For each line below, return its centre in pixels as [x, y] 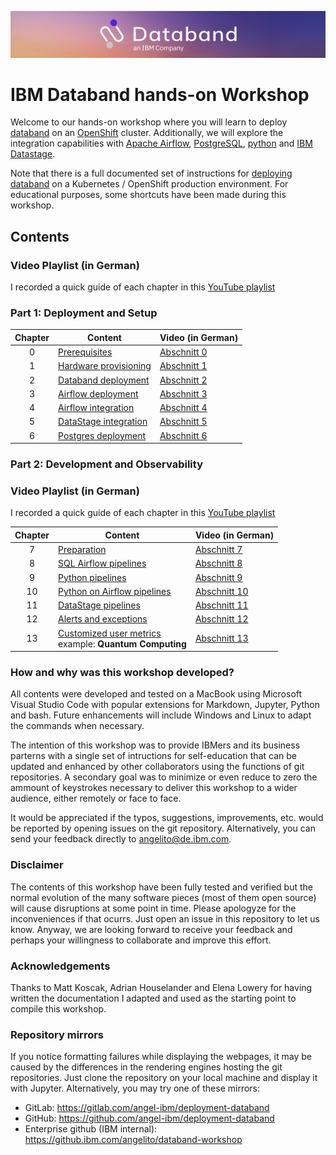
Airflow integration [96, 408]
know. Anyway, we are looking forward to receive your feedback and [151, 929]
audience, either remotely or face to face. [96, 798]
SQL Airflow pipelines [102, 563]
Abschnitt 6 [183, 435]
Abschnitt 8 [218, 563]
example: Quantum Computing [122, 643]
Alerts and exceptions [103, 619]
